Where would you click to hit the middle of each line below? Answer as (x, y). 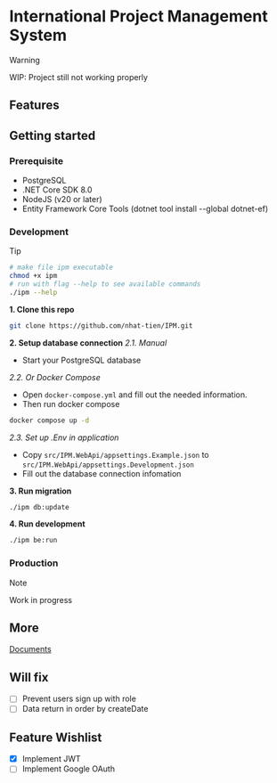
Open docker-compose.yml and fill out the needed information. (134, 395)
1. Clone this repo (42, 309)
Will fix (29, 677)
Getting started (53, 135)
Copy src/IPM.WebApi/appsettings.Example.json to (115, 454)
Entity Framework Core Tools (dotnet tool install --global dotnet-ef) (145, 209)
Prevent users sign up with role (79, 699)
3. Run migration (41, 491)
